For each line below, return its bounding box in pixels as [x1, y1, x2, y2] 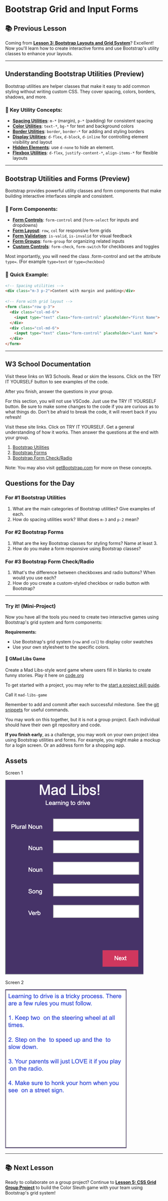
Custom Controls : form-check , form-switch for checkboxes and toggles [12, 243, 159, 249]
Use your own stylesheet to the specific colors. [12, 644, 110, 650]
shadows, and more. [5, 94, 47, 100]
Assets [5, 757, 27, 765]
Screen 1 [5, 770, 23, 776]
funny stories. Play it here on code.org [5, 672, 84, 678]
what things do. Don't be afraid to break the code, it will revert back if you [5, 409, 157, 415]
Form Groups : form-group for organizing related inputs [12, 238, 125, 244]
